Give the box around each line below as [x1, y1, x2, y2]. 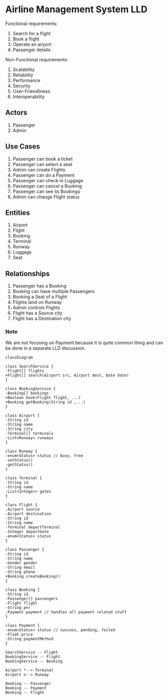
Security [12, 83, 31, 89]
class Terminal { [5, 476, 42, 481]
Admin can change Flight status [12, 194, 80, 200]
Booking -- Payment [5, 686, 47, 691]
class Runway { [5, 449, 38, 454]
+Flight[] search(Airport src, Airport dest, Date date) [5, 373, 129, 378]
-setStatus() [5, 458, 33, 463]
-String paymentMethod [5, 637, 54, 642]
